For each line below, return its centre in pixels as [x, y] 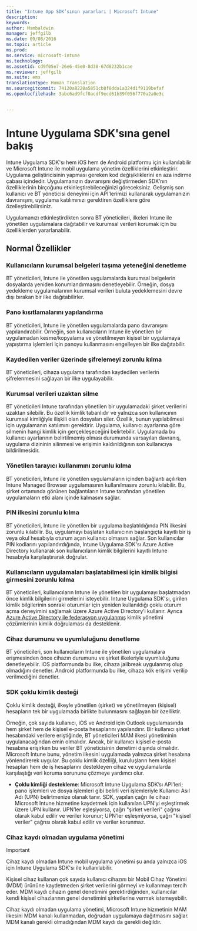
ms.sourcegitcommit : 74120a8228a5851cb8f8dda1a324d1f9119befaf [85, 88]
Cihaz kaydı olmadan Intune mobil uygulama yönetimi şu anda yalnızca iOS [96, 861]
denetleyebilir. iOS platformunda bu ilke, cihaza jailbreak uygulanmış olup [95, 664]
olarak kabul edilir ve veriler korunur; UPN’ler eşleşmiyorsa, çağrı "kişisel [103, 815]
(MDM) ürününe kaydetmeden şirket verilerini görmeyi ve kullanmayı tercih [96, 886]
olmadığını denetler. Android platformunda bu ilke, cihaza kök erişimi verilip [97, 671]
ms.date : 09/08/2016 [31, 39]
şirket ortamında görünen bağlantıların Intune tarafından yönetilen [86, 491]
